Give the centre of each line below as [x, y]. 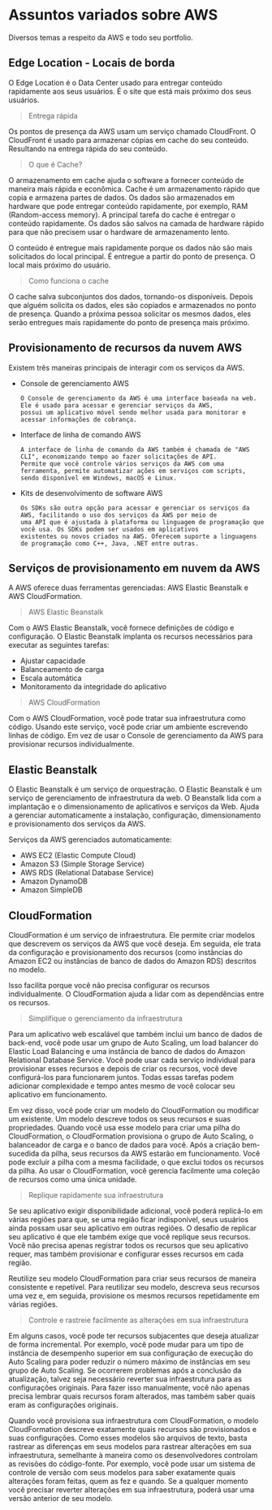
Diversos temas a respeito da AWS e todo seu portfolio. [101, 37]
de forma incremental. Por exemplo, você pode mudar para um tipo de [126, 1344]
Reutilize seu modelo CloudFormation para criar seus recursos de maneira [132, 1278]
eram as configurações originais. [63, 1405]
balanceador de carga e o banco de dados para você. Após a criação [125, 1145]
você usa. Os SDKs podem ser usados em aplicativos [109, 529]
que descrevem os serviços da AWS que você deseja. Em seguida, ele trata [135, 944]
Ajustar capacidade [53, 661]
